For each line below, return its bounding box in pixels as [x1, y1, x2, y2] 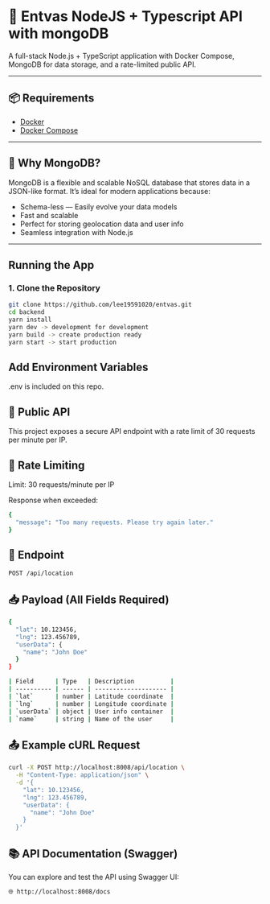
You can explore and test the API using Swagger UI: [8, 872, 179, 881]
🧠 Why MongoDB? [8, 156, 101, 170]
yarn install [8, 316, 52, 324]
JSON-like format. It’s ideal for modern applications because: [8, 186, 211, 196]
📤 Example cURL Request [8, 738, 141, 752]
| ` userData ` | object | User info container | [8, 708, 174, 716]
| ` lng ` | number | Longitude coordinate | [8, 700, 174, 708]
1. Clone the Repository [8, 282, 100, 293]
